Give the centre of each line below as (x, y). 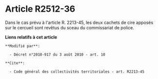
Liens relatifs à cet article (31, 37)
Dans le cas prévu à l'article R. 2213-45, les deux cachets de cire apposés (79, 22)
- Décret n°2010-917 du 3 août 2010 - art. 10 (57, 55)
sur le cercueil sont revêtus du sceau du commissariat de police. (70, 27)
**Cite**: (15, 63)
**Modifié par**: (23, 46)
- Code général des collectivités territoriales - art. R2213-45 (77, 72)
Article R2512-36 (40, 9)
